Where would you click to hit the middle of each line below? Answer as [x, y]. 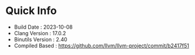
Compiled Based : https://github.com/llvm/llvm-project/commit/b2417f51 [101, 46]
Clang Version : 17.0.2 [40, 33]
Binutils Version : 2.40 [41, 39]
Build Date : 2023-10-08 [43, 27]
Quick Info [31, 11]
